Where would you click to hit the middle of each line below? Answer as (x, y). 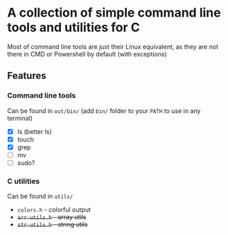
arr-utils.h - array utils (52, 217)
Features (27, 76)
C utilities (24, 181)
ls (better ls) (34, 131)
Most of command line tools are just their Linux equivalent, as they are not (113, 46)
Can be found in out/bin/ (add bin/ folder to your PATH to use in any (104, 111)
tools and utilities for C (73, 27)
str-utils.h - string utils (52, 225)
